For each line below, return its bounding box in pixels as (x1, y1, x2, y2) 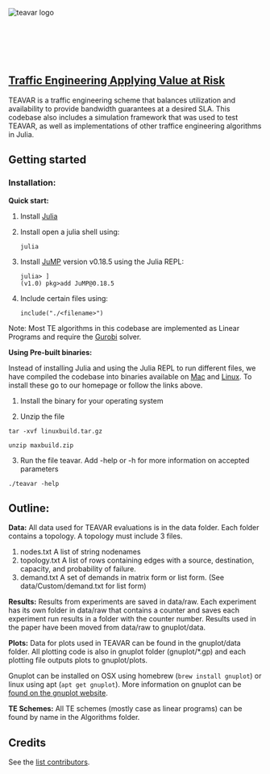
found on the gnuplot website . (8, 688, 109, 698)
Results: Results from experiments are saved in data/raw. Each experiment (8, 597, 256, 607)
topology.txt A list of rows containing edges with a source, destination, (19, 555, 255, 565)
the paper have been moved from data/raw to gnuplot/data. (8, 622, 206, 633)
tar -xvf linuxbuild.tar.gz (8, 427, 103, 435)
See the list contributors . (8, 757, 90, 767)
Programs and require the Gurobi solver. (8, 332, 142, 341)
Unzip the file (19, 412, 65, 421)
